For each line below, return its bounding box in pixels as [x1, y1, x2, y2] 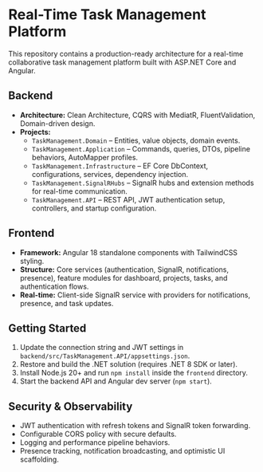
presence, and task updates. [19, 298, 114, 308]
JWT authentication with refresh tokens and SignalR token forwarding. [19, 421, 251, 431]
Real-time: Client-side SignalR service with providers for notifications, [19, 289, 251, 300]
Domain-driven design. [19, 118, 96, 128]
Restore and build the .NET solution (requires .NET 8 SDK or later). [19, 360, 237, 369]
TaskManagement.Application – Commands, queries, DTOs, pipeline [31, 144, 251, 153]
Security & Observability [8, 399, 133, 413]
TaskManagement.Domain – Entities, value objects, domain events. [31, 136, 241, 145]
